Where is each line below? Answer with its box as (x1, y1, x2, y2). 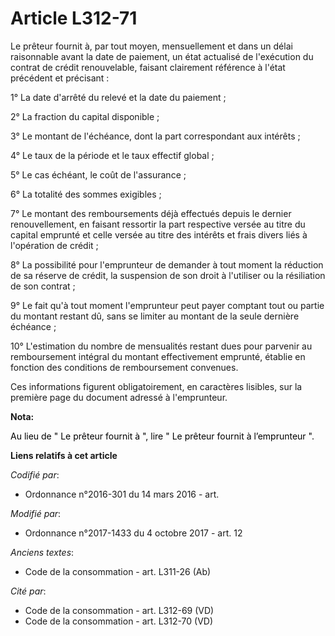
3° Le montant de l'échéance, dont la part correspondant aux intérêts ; (10, 130, 301, 142)
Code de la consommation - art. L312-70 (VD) (24, 615, 214, 627)
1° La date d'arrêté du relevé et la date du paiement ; (10, 91, 227, 103)
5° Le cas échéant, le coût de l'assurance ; (10, 168, 187, 181)
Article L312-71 (10, 7, 138, 30)
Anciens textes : (10, 546, 75, 558)
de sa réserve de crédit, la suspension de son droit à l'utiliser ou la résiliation (10, 269, 326, 281)
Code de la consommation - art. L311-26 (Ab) (24, 565, 212, 577)
